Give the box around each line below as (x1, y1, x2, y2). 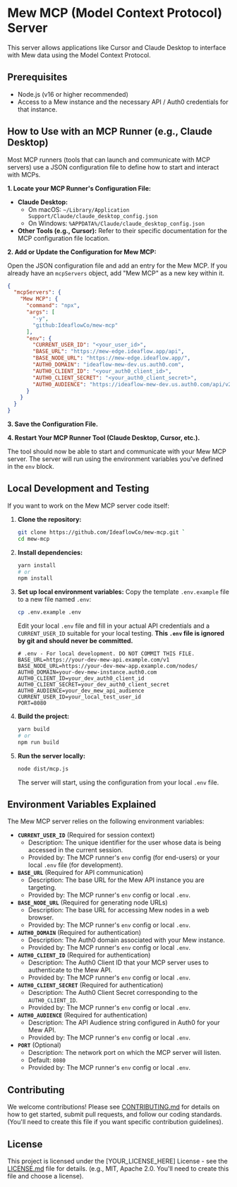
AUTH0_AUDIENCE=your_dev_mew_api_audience (17, 687, 145, 695)
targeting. (28, 883, 56, 892)
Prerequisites (7, 71, 68, 83)
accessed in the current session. (28, 846, 123, 854)
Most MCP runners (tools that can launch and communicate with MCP (7, 155, 210, 164)
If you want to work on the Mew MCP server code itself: (7, 501, 170, 510)
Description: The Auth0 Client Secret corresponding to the (28, 989, 198, 997)
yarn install (17, 561, 56, 569)
